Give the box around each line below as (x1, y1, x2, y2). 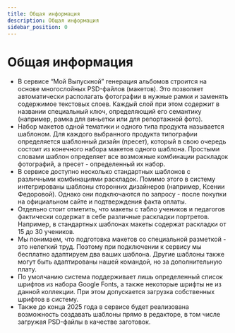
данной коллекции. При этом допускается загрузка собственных (17, 288, 215, 296)
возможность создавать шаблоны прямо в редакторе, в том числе (17, 310, 221, 319)
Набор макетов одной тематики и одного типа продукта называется (17, 122, 224, 131)
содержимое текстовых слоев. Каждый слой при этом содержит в (17, 100, 220, 108)
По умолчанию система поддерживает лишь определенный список (17, 273, 224, 281)
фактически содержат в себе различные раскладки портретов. (17, 213, 210, 221)
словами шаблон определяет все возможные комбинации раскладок (17, 153, 229, 161)
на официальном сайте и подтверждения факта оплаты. (17, 197, 187, 206)
